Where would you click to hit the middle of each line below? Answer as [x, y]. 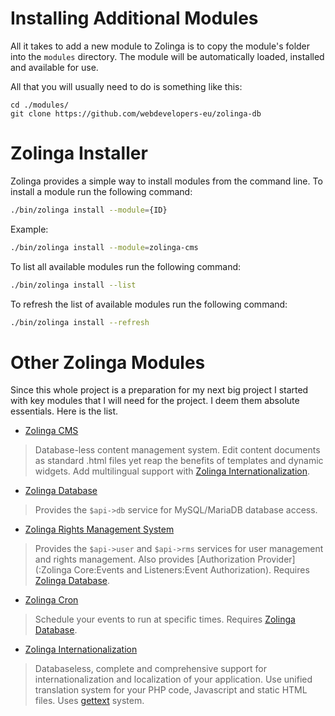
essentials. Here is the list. [64, 411]
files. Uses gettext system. [89, 701]
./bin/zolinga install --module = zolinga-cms [104, 247]
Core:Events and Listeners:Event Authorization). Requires [191, 570]
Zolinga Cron [51, 600]
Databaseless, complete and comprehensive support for [150, 669]
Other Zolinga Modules [108, 362]
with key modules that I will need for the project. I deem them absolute [155, 401]
